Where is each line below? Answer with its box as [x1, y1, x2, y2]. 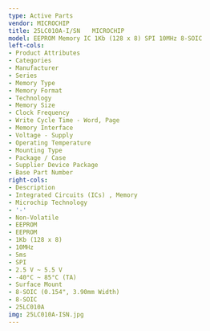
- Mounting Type [8, 146, 63, 154]
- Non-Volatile [8, 214, 59, 222]
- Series [8, 72, 38, 80]
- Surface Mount [8, 280, 63, 289]
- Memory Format [8, 86, 63, 95]
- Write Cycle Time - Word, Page [8, 116, 120, 125]
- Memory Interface [8, 124, 74, 132]
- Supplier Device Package [8, 161, 99, 170]
